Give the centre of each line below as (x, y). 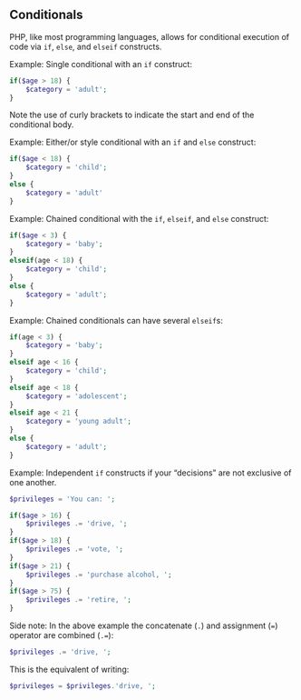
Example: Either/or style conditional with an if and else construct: (133, 142)
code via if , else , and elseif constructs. (86, 46)
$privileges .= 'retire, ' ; (78, 600)
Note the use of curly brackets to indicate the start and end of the (132, 115)
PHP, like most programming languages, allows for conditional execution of (150, 36)
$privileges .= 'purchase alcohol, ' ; (99, 575)
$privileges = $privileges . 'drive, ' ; (83, 685)
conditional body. (42, 125)
